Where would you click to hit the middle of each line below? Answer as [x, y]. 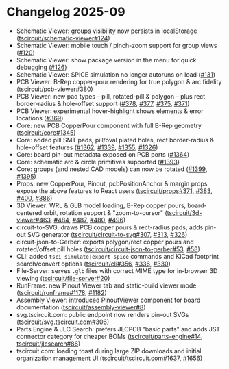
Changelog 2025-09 [66, 12]
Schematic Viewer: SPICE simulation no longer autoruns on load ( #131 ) [116, 74]
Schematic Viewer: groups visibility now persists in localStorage [107, 31]
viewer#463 [33, 220]
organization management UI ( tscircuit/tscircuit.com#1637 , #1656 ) [109, 358]
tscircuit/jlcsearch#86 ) [48, 344]
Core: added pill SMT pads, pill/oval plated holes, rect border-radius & [115, 140]
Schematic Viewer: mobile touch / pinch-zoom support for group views [117, 45]
